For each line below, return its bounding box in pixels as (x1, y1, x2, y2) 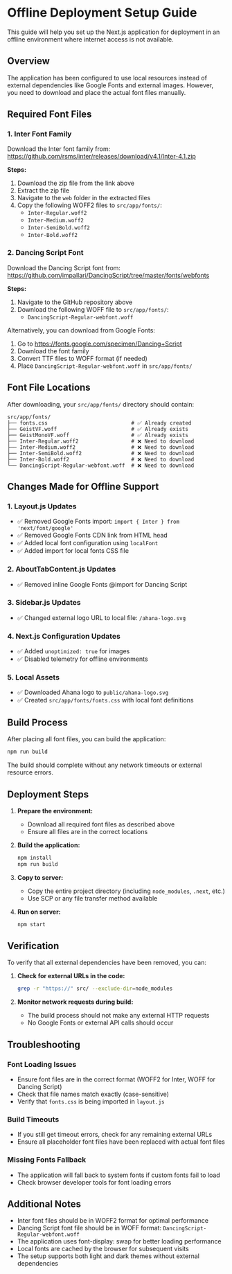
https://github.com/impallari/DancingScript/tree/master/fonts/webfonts (7, 271, 210, 279)
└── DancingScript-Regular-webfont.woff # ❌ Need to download (7, 462, 195, 469)
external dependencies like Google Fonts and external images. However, (7, 81, 214, 89)
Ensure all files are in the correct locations (27, 827, 148, 835)
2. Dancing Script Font (7, 248, 84, 258)
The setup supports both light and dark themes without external (17, 1252, 199, 1260)
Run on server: (17, 908, 61, 916)
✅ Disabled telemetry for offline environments (17, 655, 148, 663)
